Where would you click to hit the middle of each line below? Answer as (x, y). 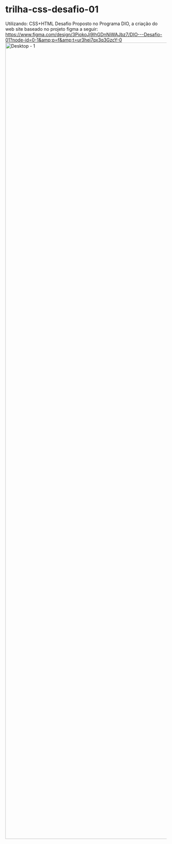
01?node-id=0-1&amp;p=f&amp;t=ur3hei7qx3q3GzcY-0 (64, 40)
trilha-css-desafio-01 (52, 9)
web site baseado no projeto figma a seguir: (52, 29)
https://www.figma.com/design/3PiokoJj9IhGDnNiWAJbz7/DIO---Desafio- (84, 34)
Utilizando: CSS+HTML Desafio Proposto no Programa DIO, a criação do (81, 24)
